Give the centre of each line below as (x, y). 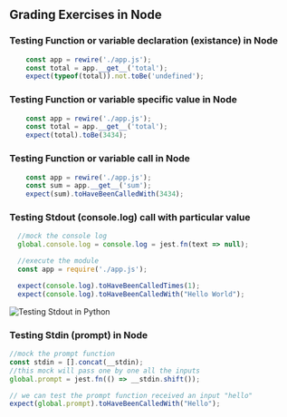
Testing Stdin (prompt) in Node (79, 335)
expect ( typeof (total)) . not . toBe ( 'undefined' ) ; (115, 76)
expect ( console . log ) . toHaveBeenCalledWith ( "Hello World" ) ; (131, 294)
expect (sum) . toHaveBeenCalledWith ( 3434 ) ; (105, 194)
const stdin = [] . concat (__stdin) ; (77, 362)
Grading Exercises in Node (86, 15)
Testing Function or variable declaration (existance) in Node (144, 41)
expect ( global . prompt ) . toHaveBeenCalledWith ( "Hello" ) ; (115, 404)
